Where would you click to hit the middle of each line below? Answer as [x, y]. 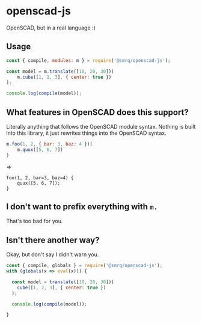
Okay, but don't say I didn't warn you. [53, 254]
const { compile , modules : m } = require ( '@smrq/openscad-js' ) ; [88, 60]
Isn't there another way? [53, 240]
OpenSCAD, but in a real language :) [51, 28]
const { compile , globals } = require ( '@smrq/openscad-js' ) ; [84, 266]
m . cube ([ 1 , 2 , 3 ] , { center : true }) [64, 77]
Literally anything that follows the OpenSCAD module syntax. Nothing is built [101, 126]
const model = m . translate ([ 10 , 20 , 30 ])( [60, 71]
